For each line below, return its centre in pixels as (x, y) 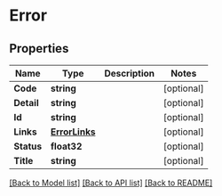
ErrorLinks (73, 132)
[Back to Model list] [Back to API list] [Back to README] (111, 183)
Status (28, 146)
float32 (66, 146)
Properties (39, 49)
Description (130, 73)
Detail (26, 103)
